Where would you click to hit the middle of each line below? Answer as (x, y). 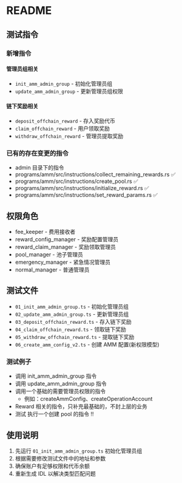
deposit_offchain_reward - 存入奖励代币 (65, 121)
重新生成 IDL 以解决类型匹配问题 (55, 473)
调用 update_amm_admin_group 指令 (61, 384)
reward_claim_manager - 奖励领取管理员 (66, 247)
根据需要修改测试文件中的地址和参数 (60, 458)
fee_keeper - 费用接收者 (45, 232)
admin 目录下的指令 (40, 168)
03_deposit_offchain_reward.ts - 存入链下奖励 (73, 321)
